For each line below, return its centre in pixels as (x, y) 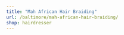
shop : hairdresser (29, 23)
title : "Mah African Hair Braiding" (52, 12)
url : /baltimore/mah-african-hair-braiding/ (62, 17)
